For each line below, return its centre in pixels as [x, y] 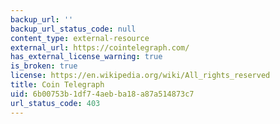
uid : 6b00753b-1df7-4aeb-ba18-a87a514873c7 [102, 94]
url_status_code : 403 [55, 103]
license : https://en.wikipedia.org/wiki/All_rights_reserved [140, 76]
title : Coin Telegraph [57, 85]
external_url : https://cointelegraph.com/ [100, 47]
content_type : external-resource [80, 38]
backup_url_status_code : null [73, 29]
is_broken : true [44, 66]
